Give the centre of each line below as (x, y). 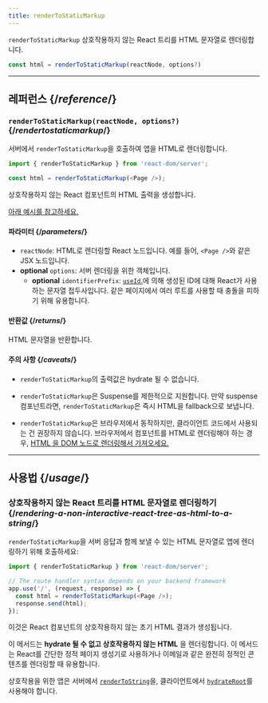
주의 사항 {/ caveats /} (43, 359)
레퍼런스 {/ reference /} (63, 99)
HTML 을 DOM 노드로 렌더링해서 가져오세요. (100, 443)
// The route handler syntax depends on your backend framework (117, 581)
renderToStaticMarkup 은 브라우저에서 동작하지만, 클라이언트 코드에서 (128, 423)
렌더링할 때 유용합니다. (65, 664)
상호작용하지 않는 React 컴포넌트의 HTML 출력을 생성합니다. (102, 194)
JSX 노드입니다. (45, 261)
